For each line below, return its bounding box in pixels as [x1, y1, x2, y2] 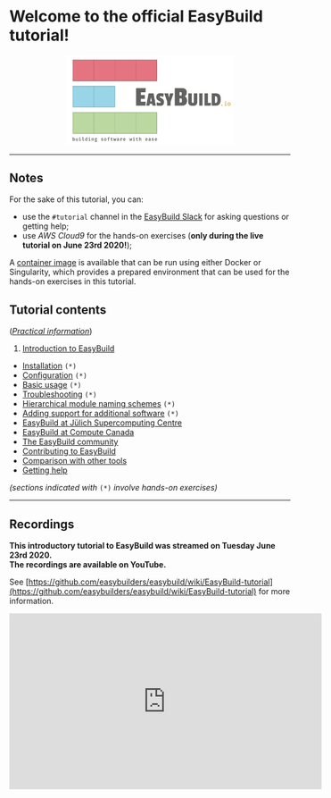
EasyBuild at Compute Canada [21, 427, 135, 438]
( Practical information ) [9, 326, 93, 337]
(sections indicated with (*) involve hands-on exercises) [9, 483, 219, 493]
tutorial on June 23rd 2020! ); [21, 239, 132, 251]
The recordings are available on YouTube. [9, 559, 167, 570]
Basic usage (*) [21, 380, 82, 391]
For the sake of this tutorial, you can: [9, 194, 145, 205]
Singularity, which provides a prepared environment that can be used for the [9, 266, 290, 278]
